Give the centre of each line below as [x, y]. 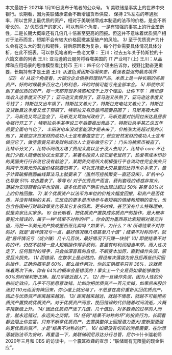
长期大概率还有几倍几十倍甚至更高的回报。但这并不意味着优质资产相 [94, 33]
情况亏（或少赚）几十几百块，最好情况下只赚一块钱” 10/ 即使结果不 [91, 238]
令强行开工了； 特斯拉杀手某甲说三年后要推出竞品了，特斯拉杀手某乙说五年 [84, 123]
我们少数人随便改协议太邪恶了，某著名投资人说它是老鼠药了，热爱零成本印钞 [86, 155]
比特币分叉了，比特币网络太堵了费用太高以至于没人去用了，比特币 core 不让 [85, 149]
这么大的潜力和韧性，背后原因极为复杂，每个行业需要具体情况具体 [88, 46]
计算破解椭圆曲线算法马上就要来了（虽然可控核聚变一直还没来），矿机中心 [87, 174]
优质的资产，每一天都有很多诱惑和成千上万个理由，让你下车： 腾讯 [89, 91]
